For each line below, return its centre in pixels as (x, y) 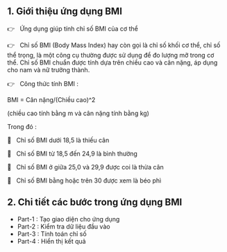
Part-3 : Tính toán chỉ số (52, 234)
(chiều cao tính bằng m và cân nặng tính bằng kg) (78, 113)
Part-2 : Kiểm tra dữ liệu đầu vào (64, 226)
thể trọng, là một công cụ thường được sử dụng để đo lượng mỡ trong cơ (111, 55)
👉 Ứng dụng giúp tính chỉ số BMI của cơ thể (73, 28)
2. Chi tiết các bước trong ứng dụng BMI (95, 202)
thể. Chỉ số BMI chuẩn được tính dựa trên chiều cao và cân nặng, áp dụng (112, 62)
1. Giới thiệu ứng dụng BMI (65, 11)
